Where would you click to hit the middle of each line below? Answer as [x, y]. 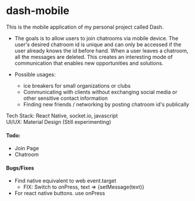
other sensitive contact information [66, 98]
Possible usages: [35, 74]
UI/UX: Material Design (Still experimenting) [59, 122]
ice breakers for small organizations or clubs [77, 85]
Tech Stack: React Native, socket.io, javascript [62, 116]
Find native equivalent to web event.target [65, 181]
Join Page [27, 148]
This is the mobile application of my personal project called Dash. [85, 27]
